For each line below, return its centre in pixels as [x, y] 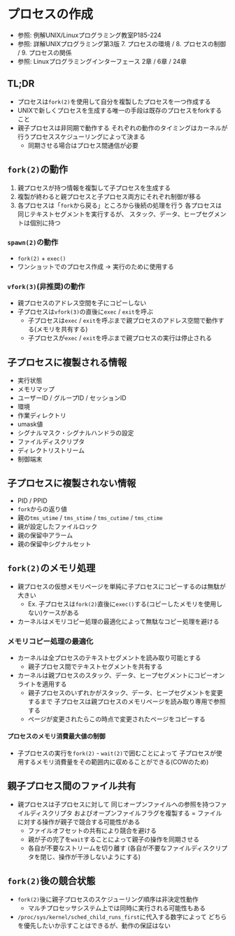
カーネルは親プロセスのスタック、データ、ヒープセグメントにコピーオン [121, 675]
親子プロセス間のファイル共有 [72, 786]
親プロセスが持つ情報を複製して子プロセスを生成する [94, 188]
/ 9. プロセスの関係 [44, 53]
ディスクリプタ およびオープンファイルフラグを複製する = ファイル [126, 813]
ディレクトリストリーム [51, 450]
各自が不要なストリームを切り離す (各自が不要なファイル [109, 848]
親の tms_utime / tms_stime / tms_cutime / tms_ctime [90, 517]
